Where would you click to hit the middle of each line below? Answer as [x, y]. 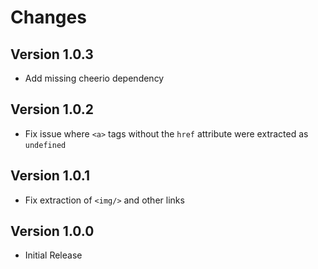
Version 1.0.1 [50, 176]
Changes [48, 17]
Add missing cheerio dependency [94, 78]
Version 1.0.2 [52, 109]
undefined [45, 145]
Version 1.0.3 [52, 54]
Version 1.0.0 [52, 231]
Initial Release [53, 255]
